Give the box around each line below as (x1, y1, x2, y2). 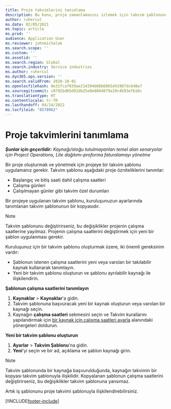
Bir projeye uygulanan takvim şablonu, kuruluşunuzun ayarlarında (5, 197, 142, 203)
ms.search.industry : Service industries (5, 64, 93, 70)
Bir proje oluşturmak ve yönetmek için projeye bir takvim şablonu (5, 162, 141, 168)
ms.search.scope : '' (5, 46, 49, 51)
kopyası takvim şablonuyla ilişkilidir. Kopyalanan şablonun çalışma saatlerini (5, 373, 164, 379)
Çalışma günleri (12, 182, 46, 188)
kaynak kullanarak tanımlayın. (12, 264, 75, 270)
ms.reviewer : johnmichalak (5, 41, 63, 46)
